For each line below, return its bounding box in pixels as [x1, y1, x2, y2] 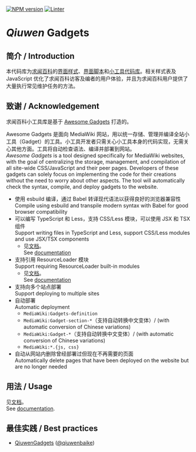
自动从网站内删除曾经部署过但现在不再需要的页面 [14, 350, 134, 357]
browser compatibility [14, 208, 68, 215]
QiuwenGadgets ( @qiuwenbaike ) [14, 439, 95, 447]
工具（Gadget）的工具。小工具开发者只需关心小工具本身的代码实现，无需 [6, 138, 184, 145]
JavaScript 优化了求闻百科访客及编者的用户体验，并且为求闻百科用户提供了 [6, 75, 188, 82]
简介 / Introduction [6, 51, 75, 61]
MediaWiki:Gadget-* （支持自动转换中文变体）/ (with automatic [23, 330, 174, 337]
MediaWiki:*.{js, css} [23, 344, 79, 350]
